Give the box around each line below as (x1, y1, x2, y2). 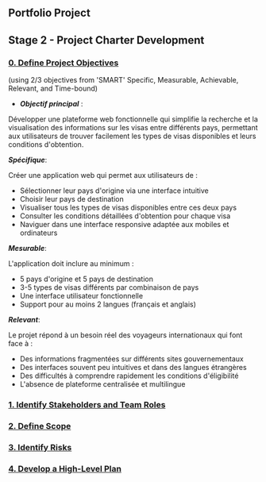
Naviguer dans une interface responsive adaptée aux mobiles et (19, 220, 229, 229)
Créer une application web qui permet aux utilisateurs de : (8, 171, 199, 180)
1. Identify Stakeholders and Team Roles (8, 399, 166, 410)
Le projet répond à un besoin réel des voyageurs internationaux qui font (8, 330, 243, 340)
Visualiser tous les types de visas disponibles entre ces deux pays (19, 202, 237, 213)
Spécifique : (8, 155, 48, 165)
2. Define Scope (8, 420, 71, 431)
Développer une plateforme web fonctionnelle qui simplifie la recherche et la (8, 114, 258, 124)
